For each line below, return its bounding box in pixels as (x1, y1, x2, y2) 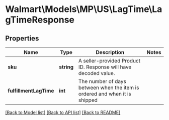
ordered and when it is (78, 90, 132, 97)
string (58, 63, 74, 70)
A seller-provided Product (78, 57, 141, 64)
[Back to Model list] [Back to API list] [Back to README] (5, 109, 121, 115)
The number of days (78, 78, 127, 84)
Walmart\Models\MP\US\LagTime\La (5, 3, 162, 15)
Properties (5, 34, 39, 42)
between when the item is (78, 84, 139, 91)
